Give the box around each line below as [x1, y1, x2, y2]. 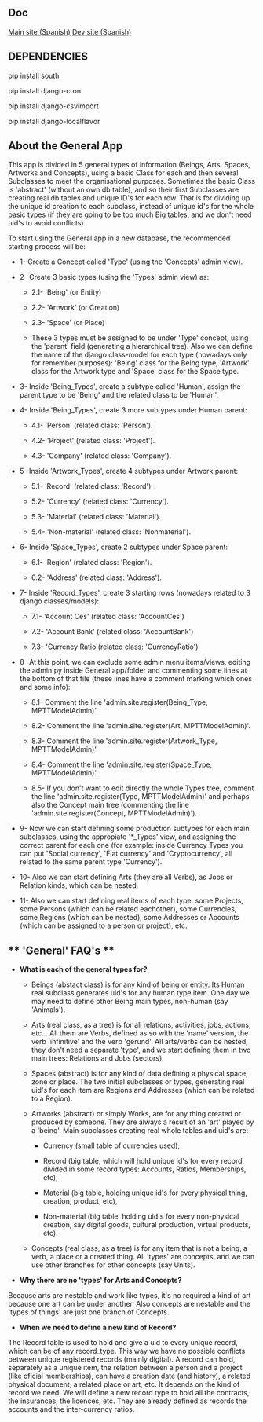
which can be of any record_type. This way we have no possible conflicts [8, 1347, 246, 1356]
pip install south [8, 71, 60, 80]
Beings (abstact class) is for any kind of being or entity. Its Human [31, 980, 245, 989]
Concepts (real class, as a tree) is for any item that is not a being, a [31, 1244, 248, 1253]
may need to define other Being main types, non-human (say [31, 997, 228, 1006]
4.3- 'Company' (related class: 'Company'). [31, 451, 172, 460]
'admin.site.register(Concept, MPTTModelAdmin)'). [31, 808, 198, 818]
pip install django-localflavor [8, 116, 100, 126]
